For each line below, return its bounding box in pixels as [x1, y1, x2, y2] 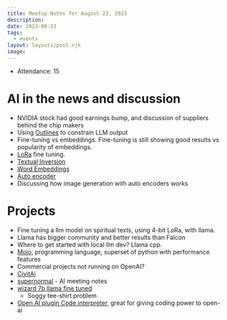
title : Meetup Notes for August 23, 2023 [7, 10, 128, 17]
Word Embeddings [16, 164, 70, 173]
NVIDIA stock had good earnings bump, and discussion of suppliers [16, 114, 209, 122]
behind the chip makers [16, 121, 84, 129]
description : [7, 16, 45, 23]
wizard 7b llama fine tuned [16, 284, 93, 292]
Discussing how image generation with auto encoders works [16, 179, 189, 187]
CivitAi [16, 269, 36, 278]
